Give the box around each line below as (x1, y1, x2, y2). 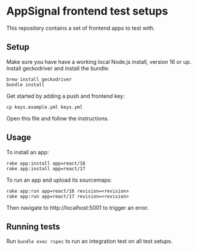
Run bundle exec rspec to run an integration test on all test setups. (6, 238, 173, 245)
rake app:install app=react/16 (6, 160, 86, 167)
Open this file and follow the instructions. (6, 114, 109, 122)
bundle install (6, 81, 45, 88)
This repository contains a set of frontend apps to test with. (6, 24, 155, 32)
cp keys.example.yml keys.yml (6, 104, 83, 110)
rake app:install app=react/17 (6, 165, 86, 171)
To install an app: (6, 148, 49, 156)
